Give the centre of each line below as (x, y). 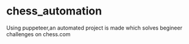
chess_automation (54, 11)
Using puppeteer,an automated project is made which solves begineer (94, 28)
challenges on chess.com (38, 34)
